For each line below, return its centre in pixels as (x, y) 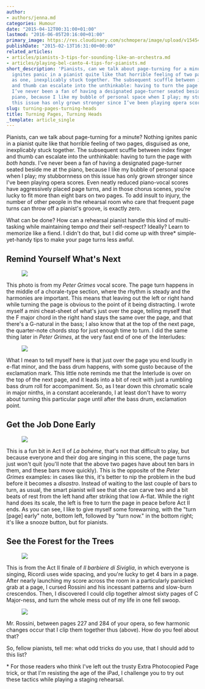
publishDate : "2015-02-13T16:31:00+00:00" (61, 46)
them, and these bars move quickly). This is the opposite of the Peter (93, 470)
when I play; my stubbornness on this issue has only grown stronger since (100, 176)
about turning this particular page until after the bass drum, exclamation (97, 399)
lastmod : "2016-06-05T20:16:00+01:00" (56, 35)
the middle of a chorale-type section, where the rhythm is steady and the (98, 292)
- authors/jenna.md (31, 18)
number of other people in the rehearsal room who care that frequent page (100, 202)
